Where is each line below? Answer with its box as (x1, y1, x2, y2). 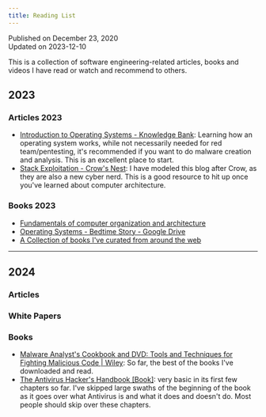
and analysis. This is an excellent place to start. (19, 155, 174, 165)
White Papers (8, 310, 62, 321)
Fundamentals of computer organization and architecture (19, 218, 206, 228)
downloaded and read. (19, 366, 93, 376)
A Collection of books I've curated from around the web (19, 235, 202, 245)
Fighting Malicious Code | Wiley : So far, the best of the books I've (19, 358, 234, 368)
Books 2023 (8, 200, 56, 211)
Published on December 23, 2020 (8, 33, 119, 43)
